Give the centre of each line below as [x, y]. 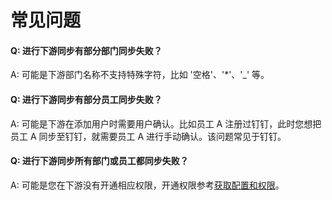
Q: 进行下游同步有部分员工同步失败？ [86, 99]
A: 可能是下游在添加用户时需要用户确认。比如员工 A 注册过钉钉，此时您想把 [166, 123]
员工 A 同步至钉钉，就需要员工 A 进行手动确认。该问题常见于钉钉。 [148, 136]
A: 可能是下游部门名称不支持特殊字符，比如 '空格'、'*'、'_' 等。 [140, 75]
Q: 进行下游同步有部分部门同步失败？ [86, 50]
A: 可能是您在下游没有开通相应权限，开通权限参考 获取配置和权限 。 [147, 185]
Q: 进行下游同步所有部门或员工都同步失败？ [99, 161]
